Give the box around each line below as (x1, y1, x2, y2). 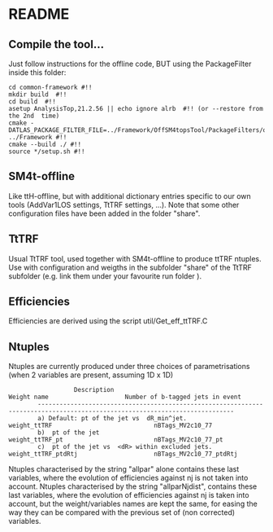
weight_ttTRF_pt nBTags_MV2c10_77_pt (8, 436, 223, 444)
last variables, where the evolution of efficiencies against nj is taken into (8, 490, 249, 500)
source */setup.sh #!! (8, 147, 85, 156)
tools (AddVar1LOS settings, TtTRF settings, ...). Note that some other (8, 200, 240, 209)
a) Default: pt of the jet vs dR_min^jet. (37, 415, 187, 423)
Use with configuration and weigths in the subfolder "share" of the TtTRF (8, 262, 252, 272)
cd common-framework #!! (8, 83, 93, 91)
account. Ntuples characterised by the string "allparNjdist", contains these (8, 481, 258, 491)
